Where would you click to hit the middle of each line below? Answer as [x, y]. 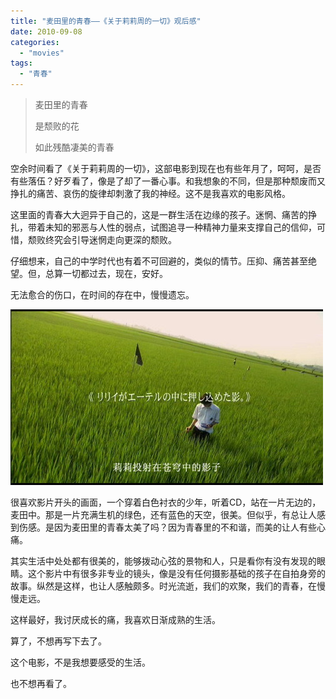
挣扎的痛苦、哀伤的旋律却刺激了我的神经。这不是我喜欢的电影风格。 [150, 193]
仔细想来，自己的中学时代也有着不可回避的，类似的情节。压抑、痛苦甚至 [159, 261]
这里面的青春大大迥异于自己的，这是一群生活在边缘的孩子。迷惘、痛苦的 [159, 214]
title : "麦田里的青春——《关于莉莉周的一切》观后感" [106, 21]
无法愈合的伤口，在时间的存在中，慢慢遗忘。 [102, 294]
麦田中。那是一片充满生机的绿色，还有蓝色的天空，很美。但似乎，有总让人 [163, 514]
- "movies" [42, 53]
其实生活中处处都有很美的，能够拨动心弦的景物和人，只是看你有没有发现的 [163, 561]
